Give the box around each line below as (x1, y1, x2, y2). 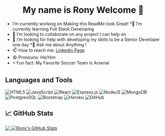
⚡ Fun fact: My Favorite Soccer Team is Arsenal (12, 60, 110, 66)
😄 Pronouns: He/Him (12, 54, 56, 60)
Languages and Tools (5, 76, 73, 84)
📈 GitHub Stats (5, 109, 54, 118)
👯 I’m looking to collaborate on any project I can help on (12, 31, 126, 37)
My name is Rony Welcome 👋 (22, 4, 144, 16)
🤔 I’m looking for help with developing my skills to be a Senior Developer (12, 36, 160, 42)
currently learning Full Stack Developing (12, 26, 94, 32)
